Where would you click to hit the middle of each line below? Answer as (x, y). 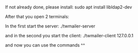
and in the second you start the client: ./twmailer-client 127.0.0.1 (69, 36)
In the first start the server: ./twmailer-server (50, 26)
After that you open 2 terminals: (37, 16)
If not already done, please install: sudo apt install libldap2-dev (69, 7)
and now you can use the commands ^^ (45, 45)
